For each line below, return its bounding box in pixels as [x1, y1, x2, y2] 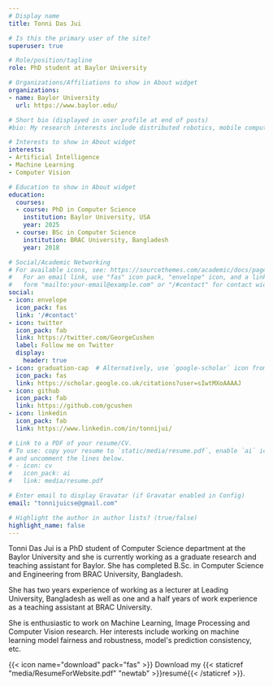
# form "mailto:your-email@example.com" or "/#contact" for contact [8, 281, 253, 289]
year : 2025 [23, 221, 60, 229]
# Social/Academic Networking [8, 258, 111, 267]
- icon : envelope [8, 296, 67, 304]
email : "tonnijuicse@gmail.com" [8, 499, 118, 507]
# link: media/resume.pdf [8, 477, 104, 485]
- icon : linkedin [8, 410, 67, 418]
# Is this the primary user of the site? [8, 34, 151, 42]
